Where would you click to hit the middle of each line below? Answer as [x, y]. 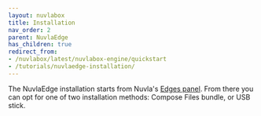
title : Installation [42, 23]
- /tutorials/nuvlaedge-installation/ [72, 67]
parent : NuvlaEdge [38, 37]
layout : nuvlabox [37, 15]
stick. [17, 105]
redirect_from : [33, 52]
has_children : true [40, 45]
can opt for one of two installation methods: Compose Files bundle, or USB [129, 97]
